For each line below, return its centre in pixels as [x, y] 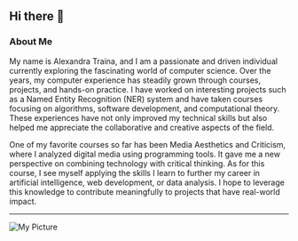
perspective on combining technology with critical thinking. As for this [137, 163]
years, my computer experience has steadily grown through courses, [135, 80]
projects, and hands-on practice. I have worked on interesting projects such [148, 89]
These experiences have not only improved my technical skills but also [138, 117]
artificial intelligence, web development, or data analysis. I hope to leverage [147, 182]
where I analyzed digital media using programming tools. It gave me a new [145, 154]
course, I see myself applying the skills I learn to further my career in [134, 173]
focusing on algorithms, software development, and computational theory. [145, 108]
